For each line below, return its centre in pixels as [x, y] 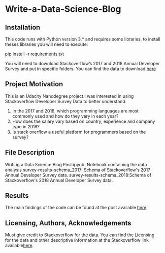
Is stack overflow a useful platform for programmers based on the [79, 132]
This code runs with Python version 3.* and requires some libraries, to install [82, 39]
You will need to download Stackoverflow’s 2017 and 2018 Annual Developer [82, 63]
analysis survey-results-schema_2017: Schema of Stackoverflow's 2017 [78, 170]
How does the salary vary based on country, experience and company [83, 121]
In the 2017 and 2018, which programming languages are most [75, 111]
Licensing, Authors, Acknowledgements [68, 223]
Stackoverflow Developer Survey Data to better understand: [66, 101]
